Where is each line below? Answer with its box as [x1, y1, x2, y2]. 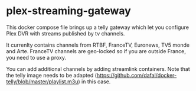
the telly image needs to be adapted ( [6, 71, 97, 79]
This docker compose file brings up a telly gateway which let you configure [6, 24, 189, 31]
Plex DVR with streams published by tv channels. [6, 30, 125, 37]
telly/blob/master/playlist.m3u [6, 78, 79, 85]
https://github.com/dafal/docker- [96, 71, 177, 79]
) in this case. [78, 78, 111, 85]
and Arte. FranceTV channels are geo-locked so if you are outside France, [6, 47, 186, 54]
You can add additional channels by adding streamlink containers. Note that [6, 65, 190, 72]
